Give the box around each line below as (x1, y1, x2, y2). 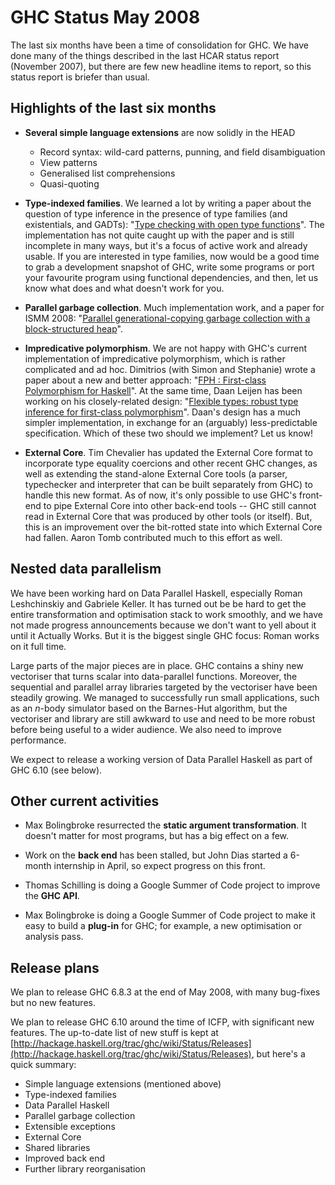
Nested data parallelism (10, 561, 162, 578)
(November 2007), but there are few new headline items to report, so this (10, 60, 312, 72)
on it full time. (10, 640, 67, 652)
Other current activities (10, 792, 160, 810)
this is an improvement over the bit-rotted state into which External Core (24, 521, 323, 533)
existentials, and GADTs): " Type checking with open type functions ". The (24, 218, 325, 230)
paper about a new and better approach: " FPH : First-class (24, 374, 267, 386)
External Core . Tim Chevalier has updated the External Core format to (24, 446, 313, 458)
